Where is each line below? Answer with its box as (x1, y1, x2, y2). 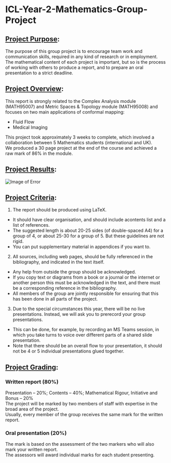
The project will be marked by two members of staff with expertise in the (5, 401, 158, 407)
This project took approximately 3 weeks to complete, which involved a (5, 134, 154, 140)
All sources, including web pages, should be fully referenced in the (12, 254, 153, 260)
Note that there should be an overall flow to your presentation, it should (12, 343, 162, 349)
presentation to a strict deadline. (5, 70, 74, 76)
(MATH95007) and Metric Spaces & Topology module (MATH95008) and (5, 103, 158, 110)
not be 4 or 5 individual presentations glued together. (12, 348, 125, 355)
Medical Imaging (12, 124, 48, 130)
